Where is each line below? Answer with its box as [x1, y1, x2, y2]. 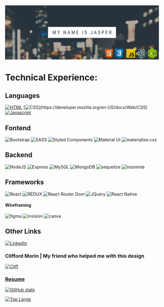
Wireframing [5, 202, 32, 208]
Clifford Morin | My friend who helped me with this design [5, 252, 145, 259]
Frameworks [5, 178, 44, 186]
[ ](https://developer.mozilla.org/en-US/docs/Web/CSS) [23, 105, 148, 110]
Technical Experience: [5, 72, 98, 83]
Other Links [5, 227, 41, 236]
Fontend [5, 124, 31, 132]
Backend [5, 151, 33, 159]
